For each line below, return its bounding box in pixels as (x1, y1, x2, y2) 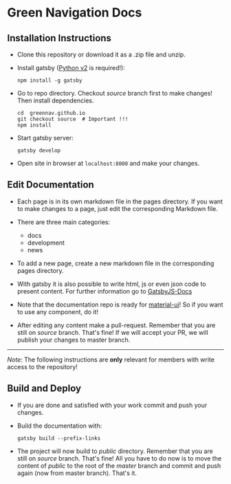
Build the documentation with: (16, 421, 102, 430)
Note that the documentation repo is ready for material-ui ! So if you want (16, 300, 223, 309)
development (27, 239, 65, 247)
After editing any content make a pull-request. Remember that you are (16, 321, 216, 329)
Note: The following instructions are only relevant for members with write (7, 355, 215, 364)
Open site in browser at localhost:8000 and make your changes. (16, 159, 200, 167)
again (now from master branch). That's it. (16, 469, 137, 477)
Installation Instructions (7, 32, 112, 44)
